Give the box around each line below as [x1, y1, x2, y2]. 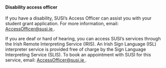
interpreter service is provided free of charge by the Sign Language [5, 46, 146, 52]
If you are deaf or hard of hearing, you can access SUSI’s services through [5, 36, 161, 42]
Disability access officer [5, 4, 58, 10]
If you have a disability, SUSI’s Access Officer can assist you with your [5, 15, 152, 21]
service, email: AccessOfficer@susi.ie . [5, 57, 87, 63]
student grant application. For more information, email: [5, 21, 119, 27]
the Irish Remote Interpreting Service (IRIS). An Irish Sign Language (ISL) [5, 41, 157, 47]
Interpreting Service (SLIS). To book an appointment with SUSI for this [5, 52, 151, 58]
